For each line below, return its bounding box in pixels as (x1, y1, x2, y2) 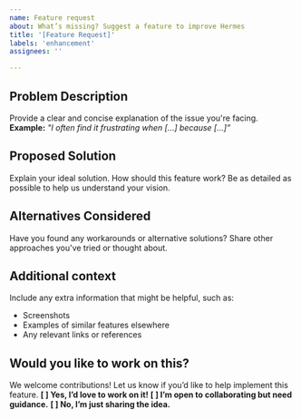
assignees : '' (9, 47, 63, 56)
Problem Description (9, 88, 129, 104)
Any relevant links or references (22, 329, 142, 340)
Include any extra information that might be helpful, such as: (9, 292, 234, 304)
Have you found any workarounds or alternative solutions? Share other (9, 232, 274, 243)
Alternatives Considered (9, 209, 151, 224)
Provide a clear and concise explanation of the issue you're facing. (9, 112, 258, 123)
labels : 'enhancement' (9, 38, 95, 48)
